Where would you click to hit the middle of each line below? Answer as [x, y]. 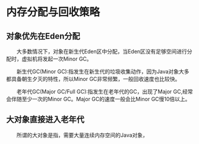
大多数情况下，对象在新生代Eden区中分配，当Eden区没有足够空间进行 [102, 51]
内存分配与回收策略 [53, 12]
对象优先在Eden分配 [43, 36]
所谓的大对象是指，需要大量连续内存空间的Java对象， [83, 135]
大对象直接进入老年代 [45, 120]
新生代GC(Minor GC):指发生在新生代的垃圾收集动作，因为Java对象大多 [103, 71]
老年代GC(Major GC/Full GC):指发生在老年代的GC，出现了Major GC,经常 [105, 92]
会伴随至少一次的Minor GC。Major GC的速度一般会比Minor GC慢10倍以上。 [98, 99]
